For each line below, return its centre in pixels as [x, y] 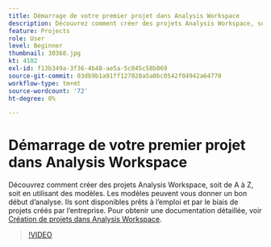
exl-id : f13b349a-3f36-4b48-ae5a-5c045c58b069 [88, 69]
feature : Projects [39, 31]
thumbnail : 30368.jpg [45, 53]
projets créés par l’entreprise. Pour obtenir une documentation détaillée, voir [135, 211]
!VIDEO [40, 235]
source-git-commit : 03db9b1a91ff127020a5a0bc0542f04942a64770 [115, 76]
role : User [27, 38]
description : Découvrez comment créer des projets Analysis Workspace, [131, 23]
